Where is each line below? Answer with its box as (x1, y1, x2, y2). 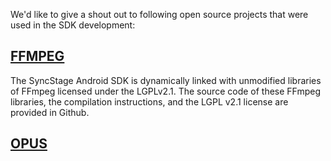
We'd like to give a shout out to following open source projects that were (10, 9, 309, 20)
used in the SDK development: (10, 19, 136, 31)
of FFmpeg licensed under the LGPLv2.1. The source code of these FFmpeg (10, 85, 322, 97)
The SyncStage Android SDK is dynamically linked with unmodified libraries (10, 74, 322, 86)
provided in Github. (10, 106, 90, 118)
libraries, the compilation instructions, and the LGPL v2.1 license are (10, 95, 289, 108)
